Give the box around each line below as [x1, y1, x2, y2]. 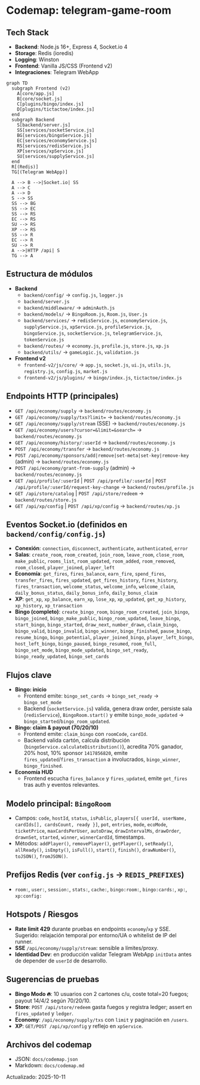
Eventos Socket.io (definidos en [6, 519, 128, 530]
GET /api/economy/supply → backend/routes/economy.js [14, 407, 152, 414]
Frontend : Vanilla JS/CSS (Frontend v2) [14, 62, 113, 69]
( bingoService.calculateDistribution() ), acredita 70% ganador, [23, 743, 183, 750]
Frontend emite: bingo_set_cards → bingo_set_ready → [23, 692, 159, 699]
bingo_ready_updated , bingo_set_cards [14, 653, 109, 660]
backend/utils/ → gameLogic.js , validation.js [23, 348, 140, 356]
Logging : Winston [14, 56, 60, 63]
